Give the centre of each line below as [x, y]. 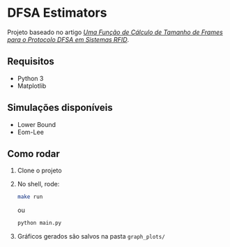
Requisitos [31, 62]
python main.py [39, 223]
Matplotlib [32, 86]
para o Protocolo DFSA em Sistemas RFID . [68, 39]
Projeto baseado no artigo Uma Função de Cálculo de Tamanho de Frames [115, 32]
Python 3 [30, 78]
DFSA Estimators [57, 13]
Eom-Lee [30, 132]
